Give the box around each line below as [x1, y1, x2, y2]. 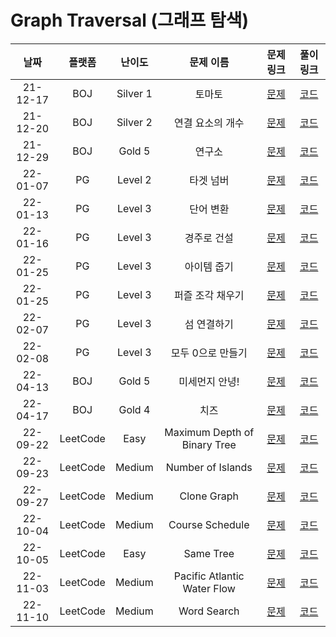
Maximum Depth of [164, 425, 255, 439]
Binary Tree [181, 437, 237, 451]
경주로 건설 [184, 231, 234, 245]
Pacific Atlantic [173, 569, 245, 583]
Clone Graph [179, 489, 239, 503]
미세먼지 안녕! [178, 374, 240, 388]
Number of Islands [165, 460, 253, 474]
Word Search [178, 604, 240, 618]
